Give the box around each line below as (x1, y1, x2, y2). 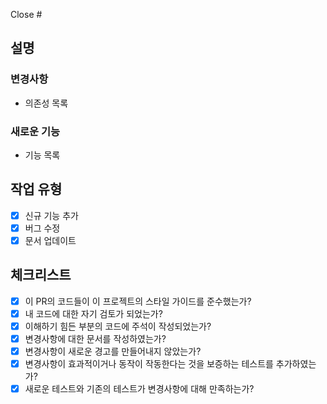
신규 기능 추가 (24, 209, 79, 221)
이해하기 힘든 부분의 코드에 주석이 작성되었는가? (24, 320, 212, 332)
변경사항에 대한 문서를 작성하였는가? (24, 332, 167, 344)
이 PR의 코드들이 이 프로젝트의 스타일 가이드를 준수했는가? (24, 295, 252, 307)
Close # (10, 9, 43, 20)
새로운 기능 (10, 124, 61, 138)
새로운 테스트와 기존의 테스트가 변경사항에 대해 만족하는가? (24, 383, 255, 395)
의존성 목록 (24, 97, 69, 109)
